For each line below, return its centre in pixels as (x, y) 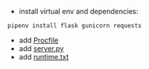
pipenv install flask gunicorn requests (75, 26)
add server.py (41, 49)
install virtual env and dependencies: (78, 11)
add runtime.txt (44, 57)
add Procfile (39, 40)
